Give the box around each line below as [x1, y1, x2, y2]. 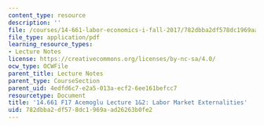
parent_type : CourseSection [8, 77, 101, 85]
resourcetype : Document [8, 92, 86, 99]
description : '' [8, 19, 61, 27]
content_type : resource [8, 11, 86, 20]
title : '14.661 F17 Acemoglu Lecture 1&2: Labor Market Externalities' [8, 99, 247, 106]
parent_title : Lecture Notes [8, 70, 104, 77]
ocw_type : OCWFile [8, 63, 68, 70]
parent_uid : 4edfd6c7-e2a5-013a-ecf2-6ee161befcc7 [8, 84, 178, 92]
